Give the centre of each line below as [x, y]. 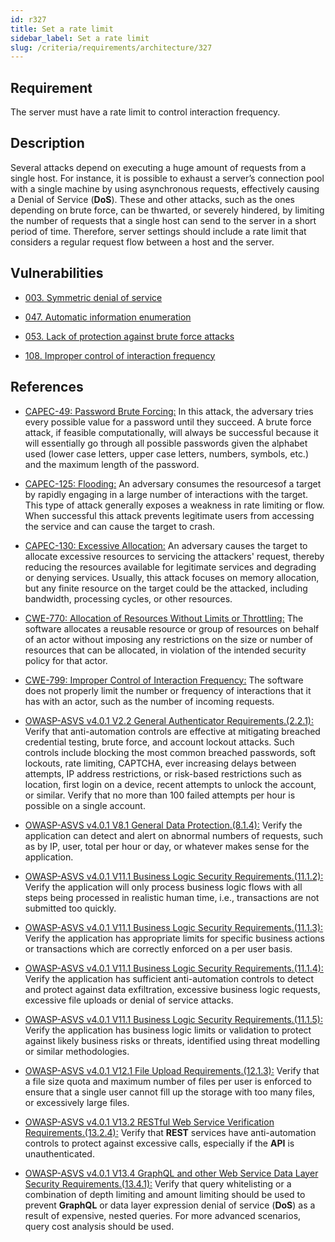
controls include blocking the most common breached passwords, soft [170, 752]
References [47, 387]
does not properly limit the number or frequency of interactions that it [168, 690]
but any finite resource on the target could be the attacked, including [166, 588]
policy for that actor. [66, 660]
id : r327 [28, 19]
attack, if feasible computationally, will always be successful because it [171, 432]
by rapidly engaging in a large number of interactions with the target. [166, 494]
